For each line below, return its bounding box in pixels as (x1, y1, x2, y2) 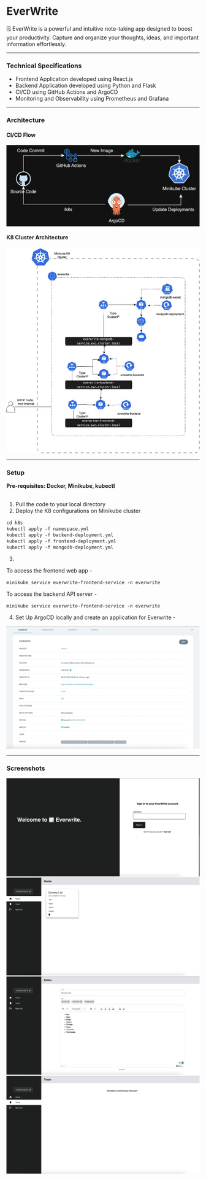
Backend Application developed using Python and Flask (15, 82, 156, 90)
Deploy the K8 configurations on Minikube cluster (15, 507, 141, 515)
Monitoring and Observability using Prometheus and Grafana (15, 95, 169, 102)
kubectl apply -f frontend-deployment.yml (6, 538, 116, 544)
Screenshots (6, 764, 45, 773)
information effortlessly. (6, 40, 67, 47)
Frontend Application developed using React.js (15, 75, 134, 83)
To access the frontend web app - (6, 567, 93, 574)
